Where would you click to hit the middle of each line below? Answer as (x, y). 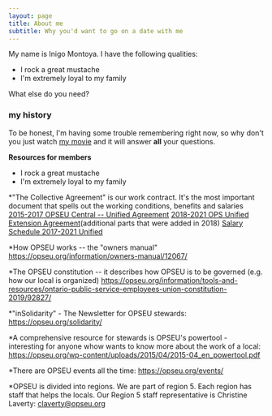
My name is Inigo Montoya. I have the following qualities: (103, 54)
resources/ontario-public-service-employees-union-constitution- (118, 289)
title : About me (36, 24)
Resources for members (50, 157)
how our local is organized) (54, 280)
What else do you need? (49, 94)
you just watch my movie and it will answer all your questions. (112, 141)
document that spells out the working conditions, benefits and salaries (126, 206)
